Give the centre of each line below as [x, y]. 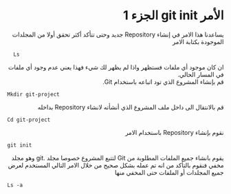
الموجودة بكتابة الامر [198, 41]
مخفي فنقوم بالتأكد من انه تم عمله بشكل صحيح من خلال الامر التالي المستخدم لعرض [116, 165]
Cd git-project [29, 120]
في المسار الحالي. [201, 74]
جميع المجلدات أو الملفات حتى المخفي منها [169, 172]
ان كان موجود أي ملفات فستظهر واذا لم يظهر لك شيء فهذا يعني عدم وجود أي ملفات [116, 67]
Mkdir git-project [33, 94]
